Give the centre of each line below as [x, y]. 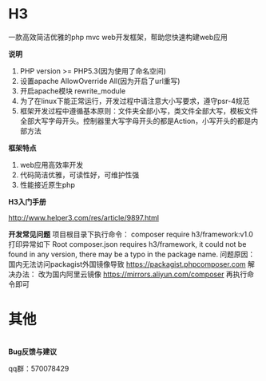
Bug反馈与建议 [33, 351]
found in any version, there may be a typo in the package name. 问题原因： [132, 254]
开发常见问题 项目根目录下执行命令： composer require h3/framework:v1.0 [131, 234]
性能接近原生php [48, 185]
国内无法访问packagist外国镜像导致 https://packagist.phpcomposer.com [127, 264]
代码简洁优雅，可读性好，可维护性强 [79, 175]
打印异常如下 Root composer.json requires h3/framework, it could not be [127, 244]
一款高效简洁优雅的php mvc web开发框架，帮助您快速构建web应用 [118, 37]
